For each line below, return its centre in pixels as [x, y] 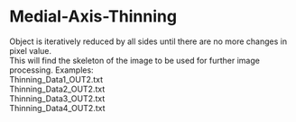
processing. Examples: [51, 70]
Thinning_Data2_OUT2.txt [57, 89]
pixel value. [31, 50]
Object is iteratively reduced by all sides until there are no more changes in [148, 41]
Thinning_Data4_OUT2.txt [57, 108]
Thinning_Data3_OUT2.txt [57, 98]
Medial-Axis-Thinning [93, 17]
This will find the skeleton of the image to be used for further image [134, 60]
